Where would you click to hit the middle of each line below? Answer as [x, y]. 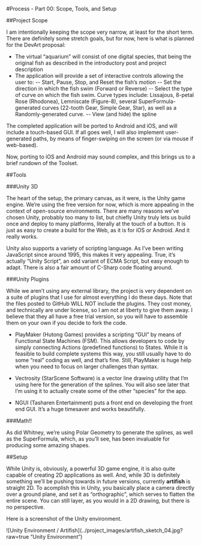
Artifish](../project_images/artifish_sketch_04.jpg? [121, 530]
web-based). [22, 145]
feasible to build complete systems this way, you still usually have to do [103, 354]
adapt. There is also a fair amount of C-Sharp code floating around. [89, 267]
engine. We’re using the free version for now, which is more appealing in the [100, 205]
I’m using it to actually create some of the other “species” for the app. [101, 391]
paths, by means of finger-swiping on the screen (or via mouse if [113, 139]
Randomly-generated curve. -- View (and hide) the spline [86, 114]
